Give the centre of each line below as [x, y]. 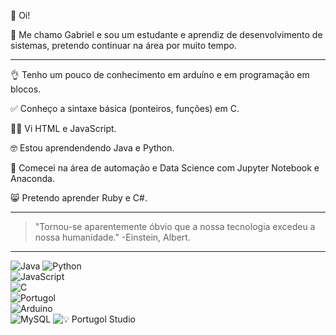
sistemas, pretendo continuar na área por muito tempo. [123, 45]
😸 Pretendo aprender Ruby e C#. [79, 198]
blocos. [26, 89]
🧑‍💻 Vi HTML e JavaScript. [63, 128]
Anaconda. [32, 178]
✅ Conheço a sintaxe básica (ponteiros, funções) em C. [125, 108]
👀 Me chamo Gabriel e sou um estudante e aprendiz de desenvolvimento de [166, 34]
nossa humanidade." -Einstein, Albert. [112, 237]
